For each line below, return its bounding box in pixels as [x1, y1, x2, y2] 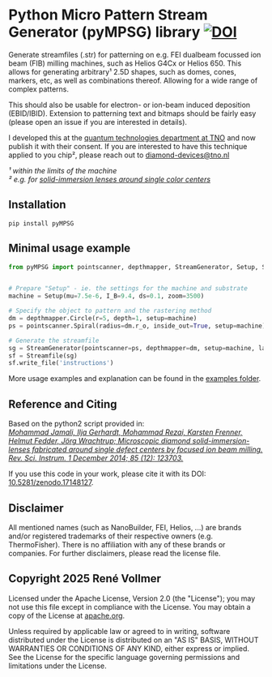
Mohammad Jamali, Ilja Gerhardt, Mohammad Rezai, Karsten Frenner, [8, 427, 243, 437]
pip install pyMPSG [8, 219, 74, 228]
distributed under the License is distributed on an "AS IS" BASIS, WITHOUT [8, 635, 259, 645]
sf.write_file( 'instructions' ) [8, 359, 114, 367]
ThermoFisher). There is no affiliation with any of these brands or [8, 539, 226, 549]
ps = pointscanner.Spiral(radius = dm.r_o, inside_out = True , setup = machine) [8, 322, 266, 330]
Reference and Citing [8, 397, 117, 411]
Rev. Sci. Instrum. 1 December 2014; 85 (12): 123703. [8, 453, 184, 463]
